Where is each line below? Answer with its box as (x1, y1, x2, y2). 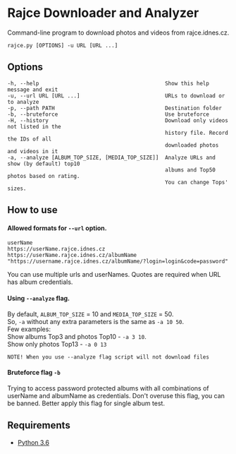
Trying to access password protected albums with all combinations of (7, 383, 209, 393)
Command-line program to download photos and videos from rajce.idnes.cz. (7, 28, 230, 37)
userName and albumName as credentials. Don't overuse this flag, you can (7, 391, 225, 400)
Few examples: (7, 325, 51, 333)
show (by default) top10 (7, 160, 80, 167)
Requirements (7, 419, 70, 431)
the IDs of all (7, 136, 52, 143)
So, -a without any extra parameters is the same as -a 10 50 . (7, 317, 185, 325)
